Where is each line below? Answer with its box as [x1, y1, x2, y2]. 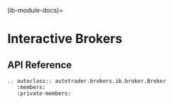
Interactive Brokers [7, 31, 123, 47]
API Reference [7, 59, 72, 71]
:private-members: [16, 90, 72, 97]
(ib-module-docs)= [7, 6, 64, 14]
